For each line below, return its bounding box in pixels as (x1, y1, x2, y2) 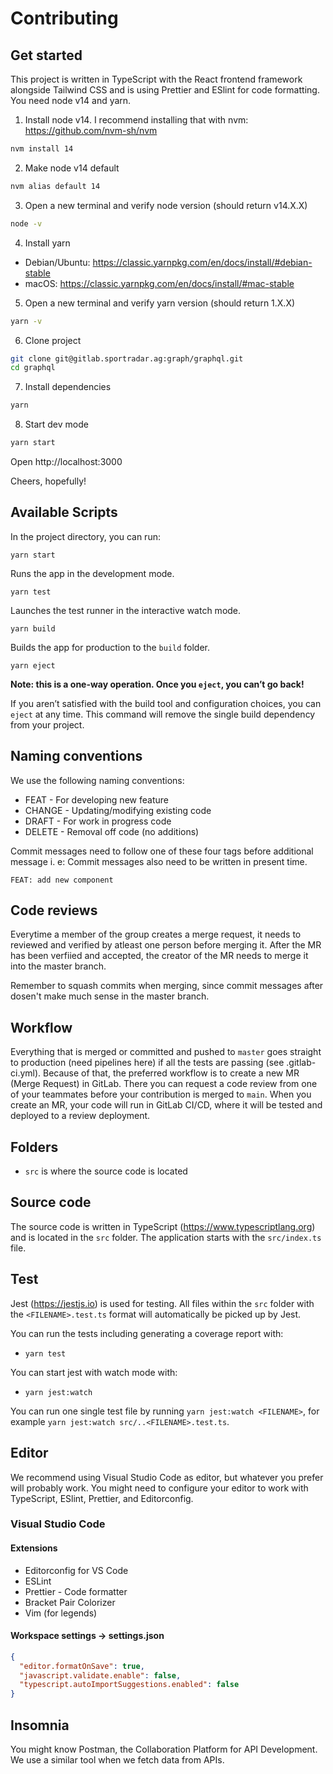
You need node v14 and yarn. (10, 95, 132, 106)
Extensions (10, 1542, 58, 1554)
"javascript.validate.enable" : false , (19, 1670, 182, 1681)
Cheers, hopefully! (10, 475, 87, 487)
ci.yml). (10, 1067, 42, 1079)
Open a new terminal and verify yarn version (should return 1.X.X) (24, 297, 296, 309)
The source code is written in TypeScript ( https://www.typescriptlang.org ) (10, 1220, 316, 1232)
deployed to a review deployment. (10, 1110, 151, 1122)
